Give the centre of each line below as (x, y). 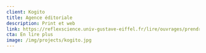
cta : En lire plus (30, 35)
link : (13, 29)
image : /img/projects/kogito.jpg (49, 40)
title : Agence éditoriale (39, 18)
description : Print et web (41, 23)
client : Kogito (26, 12)
